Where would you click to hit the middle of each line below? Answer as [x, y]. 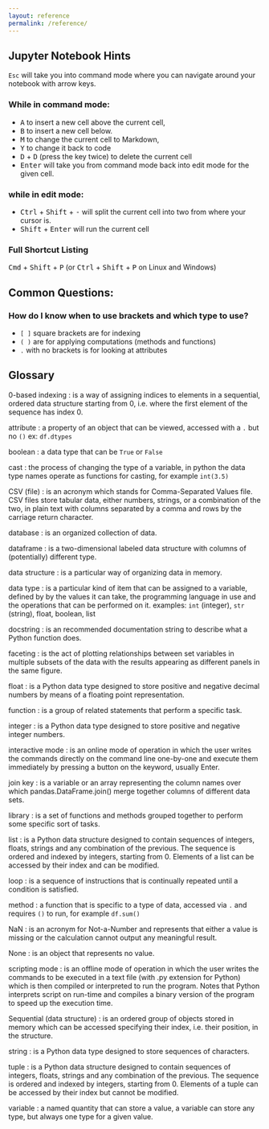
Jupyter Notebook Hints [69, 56]
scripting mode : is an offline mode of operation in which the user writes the [134, 968]
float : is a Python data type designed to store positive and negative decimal [134, 686]
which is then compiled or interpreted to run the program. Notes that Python [134, 986]
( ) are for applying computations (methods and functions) [118, 341]
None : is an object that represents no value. [82, 953]
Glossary [31, 375]
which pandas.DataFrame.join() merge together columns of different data [129, 791]
